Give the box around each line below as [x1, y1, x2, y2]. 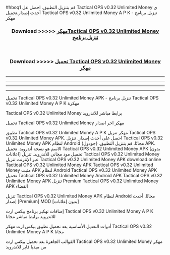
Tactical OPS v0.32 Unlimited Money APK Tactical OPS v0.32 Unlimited [6, 162, 153, 168]
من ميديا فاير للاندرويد [6, 243, 47, 249]
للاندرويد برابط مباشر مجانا [6, 213, 56, 219]
